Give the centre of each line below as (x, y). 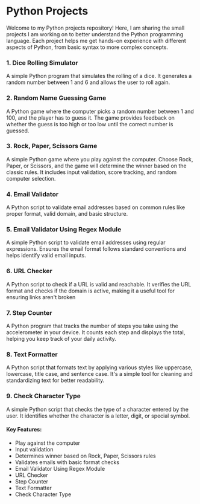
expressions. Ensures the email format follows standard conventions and (96, 249)
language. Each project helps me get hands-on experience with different (96, 40)
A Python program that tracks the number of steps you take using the (92, 326)
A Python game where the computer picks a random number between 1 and (100, 111)
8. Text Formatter (32, 354)
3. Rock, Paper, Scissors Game (52, 146)
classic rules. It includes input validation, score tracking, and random (92, 172)
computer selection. (31, 178)
